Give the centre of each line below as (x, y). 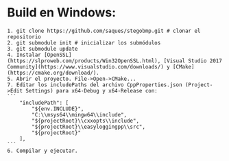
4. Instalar (24, 55)
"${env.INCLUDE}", (58, 109)
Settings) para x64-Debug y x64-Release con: (91, 90)
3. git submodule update (43, 49)
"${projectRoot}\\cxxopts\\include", (85, 121)
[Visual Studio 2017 (193, 61)
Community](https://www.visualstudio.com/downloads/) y (88, 66)
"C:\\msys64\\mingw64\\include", (80, 114)
